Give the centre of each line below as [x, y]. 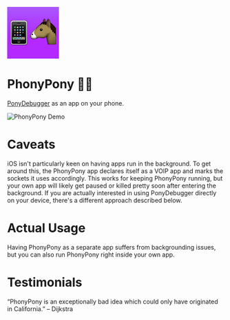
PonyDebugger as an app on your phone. [65, 103]
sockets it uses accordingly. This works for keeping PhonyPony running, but [115, 178]
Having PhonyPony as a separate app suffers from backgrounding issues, [112, 247]
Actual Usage [46, 228]
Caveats [31, 144]
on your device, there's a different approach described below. [95, 200]
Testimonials [45, 282]
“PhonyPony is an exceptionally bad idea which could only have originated [113, 301]
